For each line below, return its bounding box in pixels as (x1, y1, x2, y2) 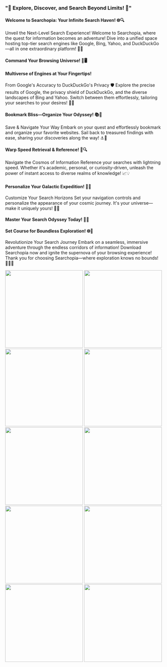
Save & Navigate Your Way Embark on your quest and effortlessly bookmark (5, 124, 161, 131)
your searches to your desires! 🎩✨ (5, 99, 75, 106)
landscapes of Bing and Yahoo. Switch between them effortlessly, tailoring (5, 94, 158, 100)
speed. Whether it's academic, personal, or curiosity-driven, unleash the (5, 165, 154, 171)
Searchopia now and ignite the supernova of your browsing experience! (5, 250, 152, 256)
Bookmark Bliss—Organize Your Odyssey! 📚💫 (5, 111, 102, 117)
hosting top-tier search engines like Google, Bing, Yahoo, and (5, 41, 131, 47)
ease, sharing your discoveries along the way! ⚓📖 (5, 135, 107, 141)
